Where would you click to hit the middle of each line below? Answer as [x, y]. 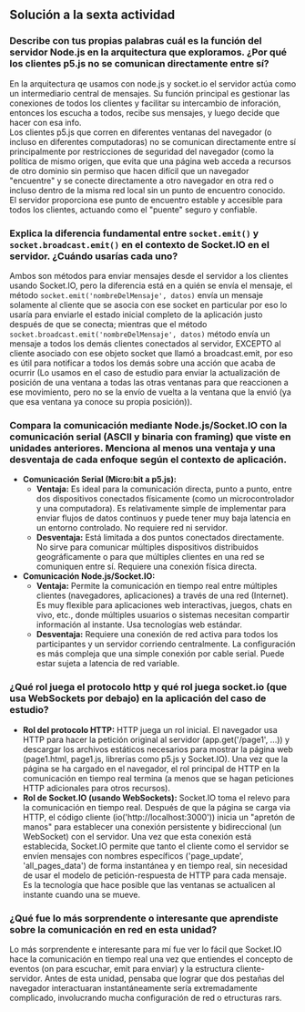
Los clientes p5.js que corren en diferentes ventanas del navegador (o [141, 132]
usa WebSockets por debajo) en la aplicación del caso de [138, 698]
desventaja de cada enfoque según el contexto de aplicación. [148, 460]
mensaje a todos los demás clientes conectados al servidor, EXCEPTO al [145, 343]
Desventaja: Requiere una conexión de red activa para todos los [157, 635]
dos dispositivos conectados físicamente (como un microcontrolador [165, 499]
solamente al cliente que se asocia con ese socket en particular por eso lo [148, 305]
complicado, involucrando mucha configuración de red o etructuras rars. [146, 997]
